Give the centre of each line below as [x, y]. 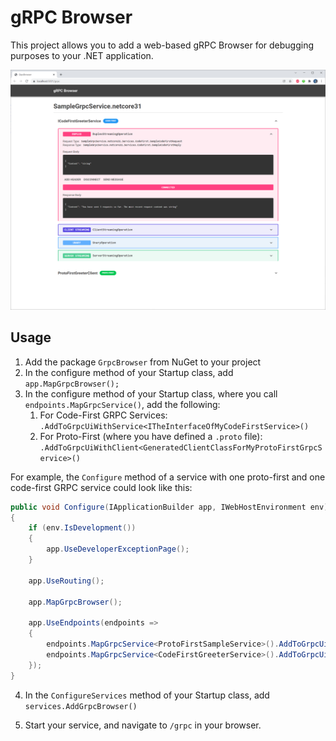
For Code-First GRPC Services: [103, 415]
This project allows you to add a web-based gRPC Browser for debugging [162, 45]
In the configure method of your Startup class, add [129, 372]
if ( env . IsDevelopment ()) [82, 528]
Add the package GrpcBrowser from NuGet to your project [143, 362]
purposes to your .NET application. [82, 55]
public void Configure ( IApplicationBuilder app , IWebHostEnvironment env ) [169, 507]
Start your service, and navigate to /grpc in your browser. [143, 725]
